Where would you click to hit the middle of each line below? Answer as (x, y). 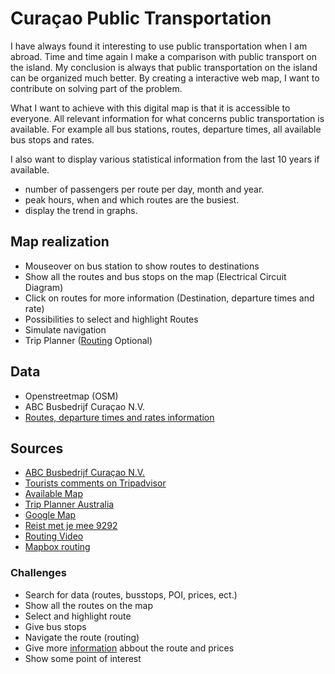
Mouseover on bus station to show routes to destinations (142, 266)
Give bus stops (55, 626)
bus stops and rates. (52, 139)
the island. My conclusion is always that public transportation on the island (164, 67)
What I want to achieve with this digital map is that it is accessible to (150, 108)
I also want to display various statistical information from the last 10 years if (165, 159)
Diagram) (44, 287)
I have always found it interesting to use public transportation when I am (159, 46)
